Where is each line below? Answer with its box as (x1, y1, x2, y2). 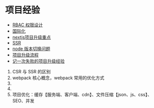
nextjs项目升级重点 (12, 34, 51, 40)
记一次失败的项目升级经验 (12, 58, 65, 64)
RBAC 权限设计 (12, 22, 43, 28)
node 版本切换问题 (12, 46, 51, 52)
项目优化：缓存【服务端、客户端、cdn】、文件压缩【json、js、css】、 (12, 91, 152, 97)
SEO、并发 (12, 98, 35, 104)
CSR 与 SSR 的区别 (12, 68, 51, 74)
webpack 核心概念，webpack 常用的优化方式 (12, 75, 105, 81)
